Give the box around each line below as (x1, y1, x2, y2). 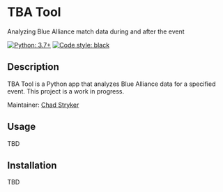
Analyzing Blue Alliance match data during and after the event (7, 27, 185, 36)
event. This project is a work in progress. (7, 87, 125, 95)
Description (7, 61, 59, 73)
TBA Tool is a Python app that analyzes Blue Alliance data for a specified (7, 80, 216, 88)
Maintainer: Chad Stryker (7, 101, 79, 109)
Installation (7, 159, 57, 171)
